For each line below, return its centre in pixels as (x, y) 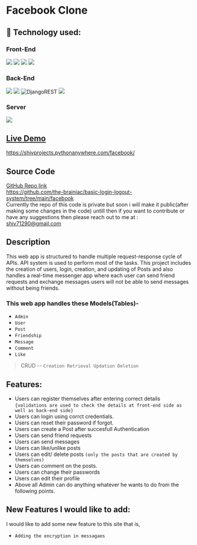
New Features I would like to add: (68, 510)
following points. (35, 491)
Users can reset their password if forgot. (64, 423)
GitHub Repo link (27, 186)
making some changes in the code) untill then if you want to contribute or (96, 211)
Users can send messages (47, 442)
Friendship (28, 336)
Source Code (30, 171)
